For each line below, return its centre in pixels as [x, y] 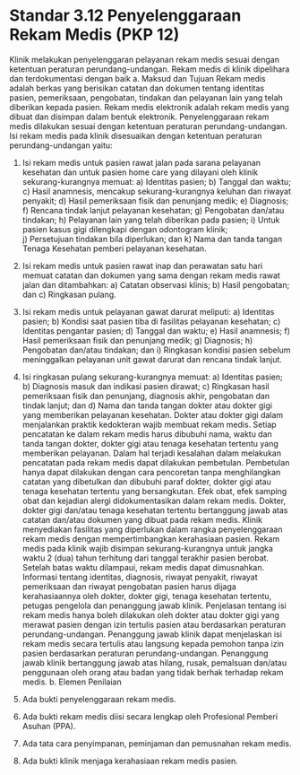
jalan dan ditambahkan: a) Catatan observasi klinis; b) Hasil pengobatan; [156, 284]
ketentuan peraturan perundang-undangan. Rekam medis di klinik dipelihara [150, 69]
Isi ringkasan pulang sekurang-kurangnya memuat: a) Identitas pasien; [153, 377]
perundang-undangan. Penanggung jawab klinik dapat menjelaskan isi [152, 634]
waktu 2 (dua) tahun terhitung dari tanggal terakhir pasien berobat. [146, 558]
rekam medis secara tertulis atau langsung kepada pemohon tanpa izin [153, 643]
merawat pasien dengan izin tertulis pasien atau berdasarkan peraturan [154, 624]
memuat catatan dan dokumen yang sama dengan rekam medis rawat [151, 275]
